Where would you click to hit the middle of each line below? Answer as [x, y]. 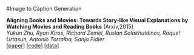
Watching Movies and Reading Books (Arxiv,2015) [70, 27]
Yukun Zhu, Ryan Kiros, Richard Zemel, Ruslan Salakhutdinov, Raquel [93, 33]
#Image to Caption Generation [44, 9]
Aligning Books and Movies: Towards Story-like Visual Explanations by [97, 20]
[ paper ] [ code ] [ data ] [33, 45]
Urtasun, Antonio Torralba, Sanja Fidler [55, 39]
